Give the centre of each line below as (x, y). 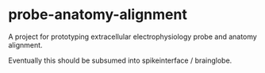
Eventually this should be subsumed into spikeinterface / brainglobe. (120, 60)
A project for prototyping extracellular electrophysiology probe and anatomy (133, 36)
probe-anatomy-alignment (98, 15)
